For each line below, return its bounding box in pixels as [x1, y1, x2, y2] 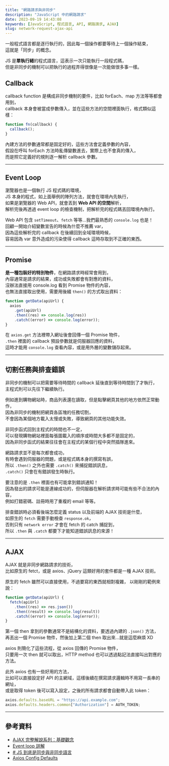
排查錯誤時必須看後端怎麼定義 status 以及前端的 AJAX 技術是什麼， [5, 509, 145, 515]
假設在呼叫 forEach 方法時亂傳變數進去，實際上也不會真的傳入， [5, 147, 139, 153]
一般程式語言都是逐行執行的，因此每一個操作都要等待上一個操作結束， [5, 41, 151, 47]
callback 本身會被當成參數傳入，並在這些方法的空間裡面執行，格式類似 [5, 105, 152, 112]
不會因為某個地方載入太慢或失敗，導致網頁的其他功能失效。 [5, 416, 129, 422]
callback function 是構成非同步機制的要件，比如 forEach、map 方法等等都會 [5, 93, 162, 99]
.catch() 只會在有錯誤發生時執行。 [5, 469, 78, 475]
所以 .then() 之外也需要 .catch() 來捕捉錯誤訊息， [5, 462, 111, 468]
